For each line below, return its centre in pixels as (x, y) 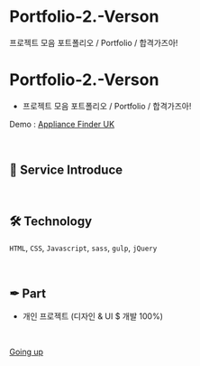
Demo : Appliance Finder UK (62, 124)
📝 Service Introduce (66, 170)
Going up (26, 352)
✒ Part (28, 293)
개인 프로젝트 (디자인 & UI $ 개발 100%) (93, 316)
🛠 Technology (51, 222)
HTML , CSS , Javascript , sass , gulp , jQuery (83, 248)
